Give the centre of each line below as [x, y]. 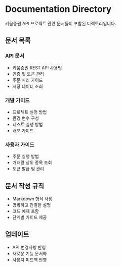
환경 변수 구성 [25, 118]
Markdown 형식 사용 [32, 199]
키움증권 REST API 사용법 [37, 67]
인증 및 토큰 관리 [28, 74]
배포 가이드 [23, 130]
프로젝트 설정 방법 [29, 112]
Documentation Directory [59, 9]
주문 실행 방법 [25, 157]
